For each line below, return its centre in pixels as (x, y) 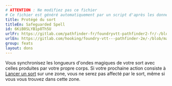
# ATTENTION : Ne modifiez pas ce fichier (51, 10)
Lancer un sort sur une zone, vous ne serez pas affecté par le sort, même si (85, 73)
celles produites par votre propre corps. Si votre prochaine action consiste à (86, 68)
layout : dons (19, 48)
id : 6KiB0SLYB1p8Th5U (28, 29)
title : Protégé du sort (31, 19)
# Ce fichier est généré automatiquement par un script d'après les (80, 15)
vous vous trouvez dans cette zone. (43, 79)
